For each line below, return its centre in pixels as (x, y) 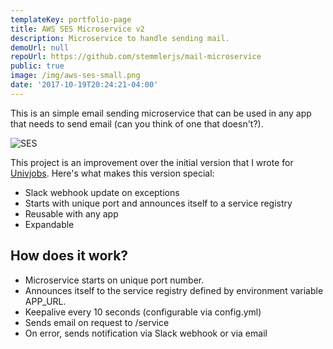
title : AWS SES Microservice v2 (77, 29)
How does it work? (69, 256)
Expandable (49, 224)
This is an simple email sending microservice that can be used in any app (161, 113)
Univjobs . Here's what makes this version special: (112, 173)
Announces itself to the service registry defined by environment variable (174, 290)
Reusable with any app (71, 213)
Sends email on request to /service (97, 322)
